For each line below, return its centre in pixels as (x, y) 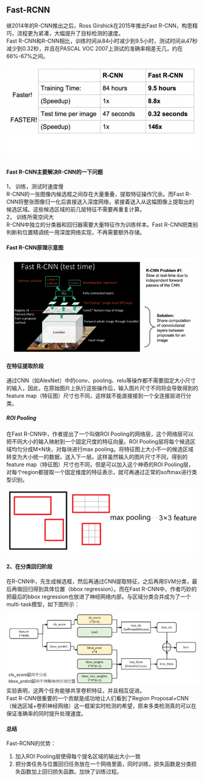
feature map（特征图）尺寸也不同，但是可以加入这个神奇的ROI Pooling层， (100, 464)
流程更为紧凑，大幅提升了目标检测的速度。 (70, 33)
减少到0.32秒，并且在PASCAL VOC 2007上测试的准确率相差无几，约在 (95, 48)
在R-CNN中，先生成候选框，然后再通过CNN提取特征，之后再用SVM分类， (99, 581)
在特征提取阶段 (25, 365)
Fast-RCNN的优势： (31, 743)
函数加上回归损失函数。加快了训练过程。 (71, 772)
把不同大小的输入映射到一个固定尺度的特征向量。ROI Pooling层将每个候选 (98, 442)
